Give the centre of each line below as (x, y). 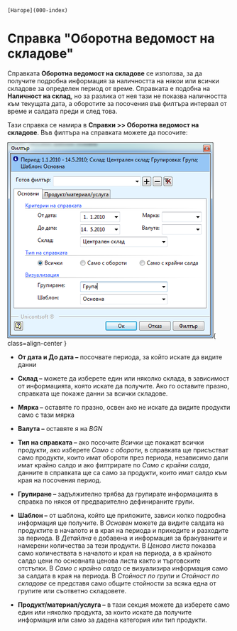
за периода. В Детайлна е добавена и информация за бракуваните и (122, 538)
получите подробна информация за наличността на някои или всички (114, 80)
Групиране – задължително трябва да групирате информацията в (118, 494)
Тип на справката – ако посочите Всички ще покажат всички (111, 442)
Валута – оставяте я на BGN (60, 428)
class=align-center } (37, 343)
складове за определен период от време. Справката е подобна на (109, 88)
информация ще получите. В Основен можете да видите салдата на (121, 523)
